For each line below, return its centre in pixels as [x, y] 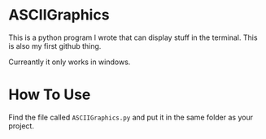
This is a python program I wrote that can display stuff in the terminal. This [133, 37]
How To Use [50, 95]
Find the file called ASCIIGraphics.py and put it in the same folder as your [131, 117]
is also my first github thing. [55, 46]
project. [22, 126]
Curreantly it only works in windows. [70, 62]
